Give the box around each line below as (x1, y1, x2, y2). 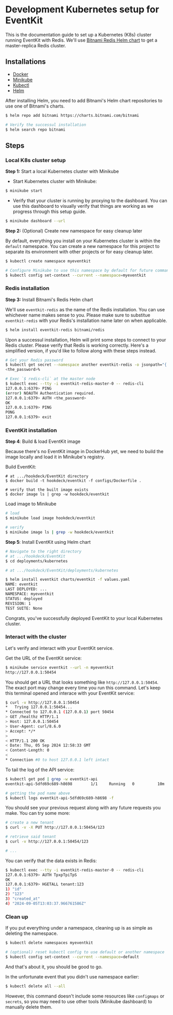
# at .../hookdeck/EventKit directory (5, 474, 89, 479)
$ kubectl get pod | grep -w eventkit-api (5, 776, 98, 781)
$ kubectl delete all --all (5, 984, 66, 989)
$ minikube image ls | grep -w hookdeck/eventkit (5, 530, 114, 535)
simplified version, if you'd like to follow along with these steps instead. (5, 347, 157, 353)
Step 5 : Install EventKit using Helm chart (5, 539, 91, 545)
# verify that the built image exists (5, 487, 89, 492)
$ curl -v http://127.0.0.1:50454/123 (5, 839, 89, 844)
